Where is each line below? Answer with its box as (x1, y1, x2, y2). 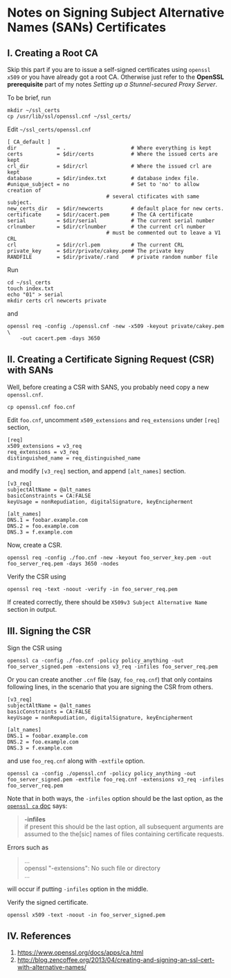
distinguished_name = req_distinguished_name (7, 455, 140, 462)
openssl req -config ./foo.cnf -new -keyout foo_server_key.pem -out (7, 554, 212, 561)
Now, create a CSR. (7, 541, 62, 549)
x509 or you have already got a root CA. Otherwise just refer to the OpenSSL (7, 73, 225, 81)
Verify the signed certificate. (7, 898, 89, 906)
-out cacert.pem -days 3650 (19, 335, 100, 342)
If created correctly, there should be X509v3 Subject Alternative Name (7, 597, 207, 606)
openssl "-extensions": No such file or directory (24, 864, 161, 872)
